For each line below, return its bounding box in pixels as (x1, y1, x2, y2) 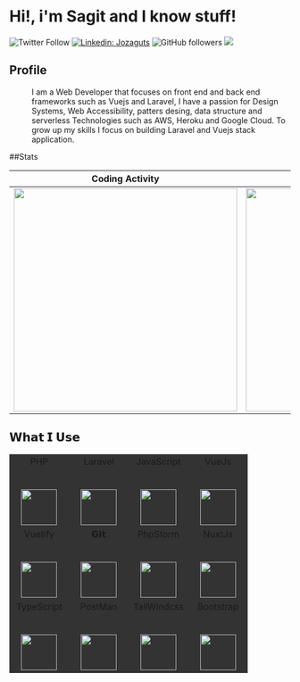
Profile (9, 62, 47, 78)
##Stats (9, 151, 38, 162)
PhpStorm (137, 528, 180, 540)
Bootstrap (197, 600, 239, 612)
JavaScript (135, 455, 181, 468)
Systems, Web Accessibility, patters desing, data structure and (31, 105, 262, 116)
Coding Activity (91, 172, 160, 185)
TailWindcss (132, 600, 185, 612)
